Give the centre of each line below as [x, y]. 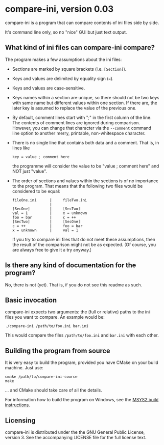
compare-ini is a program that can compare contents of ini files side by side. [82, 23]
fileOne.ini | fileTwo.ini [49, 200]
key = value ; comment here [41, 157]
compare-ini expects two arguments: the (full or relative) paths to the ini [78, 312]
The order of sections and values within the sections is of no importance [85, 181]
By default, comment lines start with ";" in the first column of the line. [82, 117]
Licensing [20, 420]
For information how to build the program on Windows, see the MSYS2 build [82, 400]
